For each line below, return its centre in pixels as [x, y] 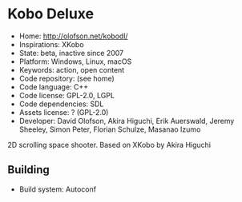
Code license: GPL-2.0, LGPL [67, 95]
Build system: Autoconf [58, 189]
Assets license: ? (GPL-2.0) [64, 112]
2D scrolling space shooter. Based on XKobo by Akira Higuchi [109, 145]
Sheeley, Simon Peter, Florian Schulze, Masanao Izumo [110, 129]
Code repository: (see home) [67, 78]
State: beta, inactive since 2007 [71, 53]
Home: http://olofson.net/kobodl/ [74, 36]
